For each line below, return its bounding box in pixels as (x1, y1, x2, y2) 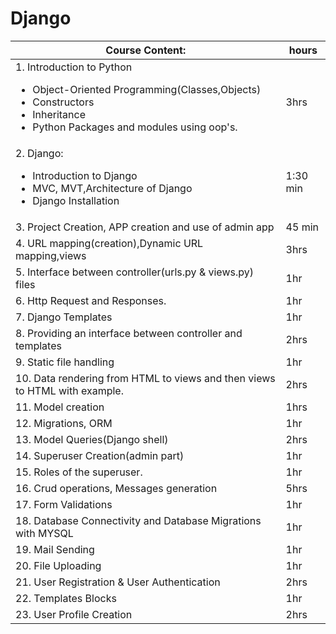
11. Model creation (15, 400, 105, 414)
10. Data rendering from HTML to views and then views (15, 371, 276, 385)
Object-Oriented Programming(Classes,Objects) (32, 82, 262, 96)
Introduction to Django (32, 168, 138, 182)
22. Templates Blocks (15, 591, 117, 605)
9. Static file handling (15, 355, 115, 369)
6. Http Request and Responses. (15, 293, 167, 307)
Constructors (32, 95, 95, 109)
